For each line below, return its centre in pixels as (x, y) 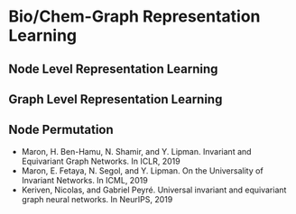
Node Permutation (61, 130)
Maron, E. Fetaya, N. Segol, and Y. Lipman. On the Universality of (142, 170)
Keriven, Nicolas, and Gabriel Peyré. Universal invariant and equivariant (154, 190)
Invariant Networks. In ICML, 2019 (84, 180)
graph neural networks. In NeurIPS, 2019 (97, 199)
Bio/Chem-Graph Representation (134, 17)
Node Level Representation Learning (113, 69)
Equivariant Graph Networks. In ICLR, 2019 (101, 161)
